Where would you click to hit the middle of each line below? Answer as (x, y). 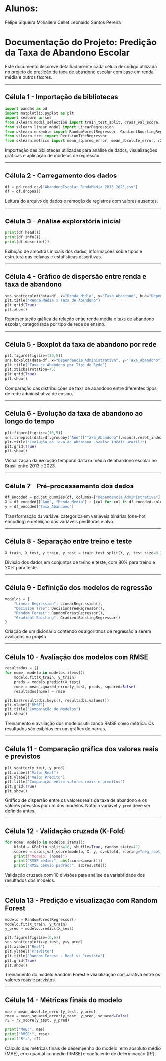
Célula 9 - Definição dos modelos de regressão (79, 588)
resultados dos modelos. (30, 880)
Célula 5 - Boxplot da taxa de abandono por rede (81, 344)
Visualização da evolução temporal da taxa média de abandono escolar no (81, 461)
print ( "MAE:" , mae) (25, 1030)
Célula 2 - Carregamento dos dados (61, 176)
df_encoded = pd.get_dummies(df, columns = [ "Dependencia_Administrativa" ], (84, 497)
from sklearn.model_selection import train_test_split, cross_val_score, (83, 122)
